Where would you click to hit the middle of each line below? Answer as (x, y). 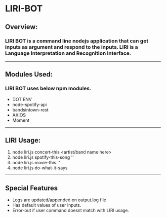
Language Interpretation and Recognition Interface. (68, 53)
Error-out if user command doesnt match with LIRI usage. (71, 211)
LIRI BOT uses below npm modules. (48, 88)
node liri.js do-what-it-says (40, 168)
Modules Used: (29, 74)
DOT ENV (22, 99)
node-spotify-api (29, 105)
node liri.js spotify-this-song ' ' (43, 157)
